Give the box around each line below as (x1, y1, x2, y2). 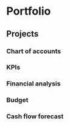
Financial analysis (6, 79, 61, 88)
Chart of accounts (6, 47, 61, 55)
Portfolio (6, 4, 51, 18)
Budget (6, 96, 29, 104)
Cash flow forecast (6, 112, 64, 121)
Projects (6, 29, 39, 39)
